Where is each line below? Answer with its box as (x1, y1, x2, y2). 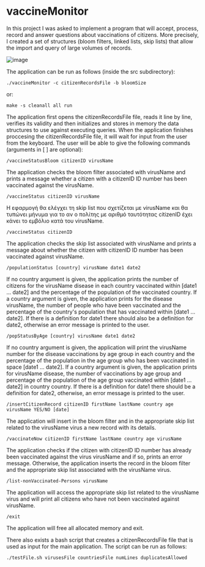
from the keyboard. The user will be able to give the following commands (6, 139, 191, 147)
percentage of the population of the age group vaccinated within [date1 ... (6, 376, 192, 384)
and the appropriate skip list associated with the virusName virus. (6, 466, 171, 473)
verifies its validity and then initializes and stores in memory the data (6, 120, 179, 127)
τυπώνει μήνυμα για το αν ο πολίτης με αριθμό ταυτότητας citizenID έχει (6, 210, 193, 218)
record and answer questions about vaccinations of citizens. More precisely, (6, 31, 199, 38)
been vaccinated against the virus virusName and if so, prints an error (6, 453, 183, 460)
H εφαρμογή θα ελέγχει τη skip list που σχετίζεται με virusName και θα (6, 204, 188, 211)
